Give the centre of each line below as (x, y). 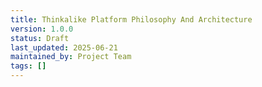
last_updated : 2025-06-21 (64, 47)
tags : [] (28, 66)
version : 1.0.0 (42, 29)
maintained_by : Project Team (71, 57)
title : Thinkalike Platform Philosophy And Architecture (131, 19)
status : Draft (40, 38)
